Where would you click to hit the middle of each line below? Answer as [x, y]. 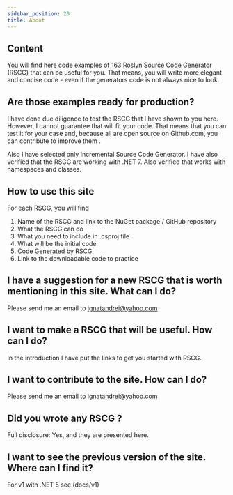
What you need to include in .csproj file [73, 236]
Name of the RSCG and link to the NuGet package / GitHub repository [117, 221]
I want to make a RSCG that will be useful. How [110, 330]
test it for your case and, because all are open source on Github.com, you [113, 134]
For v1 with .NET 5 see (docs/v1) [53, 485]
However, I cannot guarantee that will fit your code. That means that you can [117, 126]
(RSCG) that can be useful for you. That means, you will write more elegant [115, 73]
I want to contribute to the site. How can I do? [107, 380]
